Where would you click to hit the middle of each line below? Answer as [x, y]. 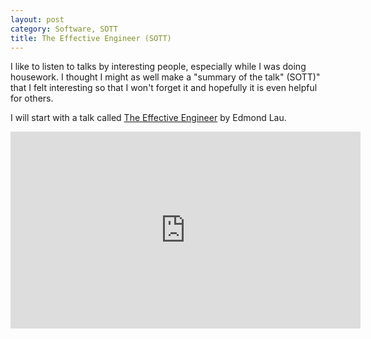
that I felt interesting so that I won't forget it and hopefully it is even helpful [164, 88]
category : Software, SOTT [64, 29]
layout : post [37, 19]
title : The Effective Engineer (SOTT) [91, 38]
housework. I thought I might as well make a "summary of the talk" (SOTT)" [165, 77]
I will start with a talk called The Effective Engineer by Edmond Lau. [148, 118]
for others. [32, 98]
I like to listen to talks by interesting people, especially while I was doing [158, 67]
